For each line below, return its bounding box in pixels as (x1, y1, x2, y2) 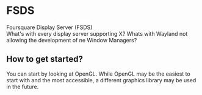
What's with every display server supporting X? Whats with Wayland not (6, 30, 188, 37)
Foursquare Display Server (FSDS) (6, 24, 93, 31)
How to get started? (6, 54, 84, 64)
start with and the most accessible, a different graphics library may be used (6, 76, 197, 84)
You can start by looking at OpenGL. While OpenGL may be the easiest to (6, 70, 190, 77)
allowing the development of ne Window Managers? (6, 36, 137, 44)
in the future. (6, 83, 39, 90)
